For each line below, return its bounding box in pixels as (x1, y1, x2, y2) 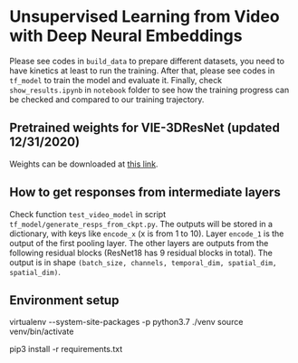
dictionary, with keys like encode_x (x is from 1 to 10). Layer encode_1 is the (9, 228, 284, 239)
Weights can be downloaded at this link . (9, 158, 159, 169)
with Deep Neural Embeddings (9, 25, 243, 46)
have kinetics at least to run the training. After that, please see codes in (9, 65, 275, 76)
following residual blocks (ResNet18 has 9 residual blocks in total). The (9, 247, 274, 258)
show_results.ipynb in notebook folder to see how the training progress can (9, 84, 290, 95)
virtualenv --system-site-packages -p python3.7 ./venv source (9, 317, 244, 328)
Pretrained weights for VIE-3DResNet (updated (9, 120, 281, 136)
